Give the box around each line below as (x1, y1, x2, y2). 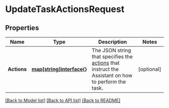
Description (98, 39, 127, 45)
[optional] (138, 66, 161, 72)
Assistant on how (92, 72, 133, 79)
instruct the (92, 66, 119, 72)
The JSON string (92, 47, 131, 54)
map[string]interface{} (31, 66, 87, 72)
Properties (5, 24, 39, 32)
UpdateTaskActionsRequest (5, 4, 125, 15)
